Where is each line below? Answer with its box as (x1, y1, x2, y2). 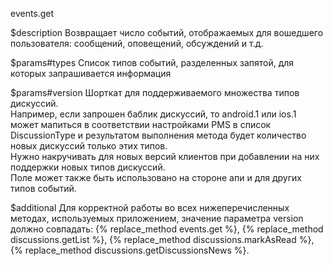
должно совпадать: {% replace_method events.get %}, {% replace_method (10, 223, 324, 235)
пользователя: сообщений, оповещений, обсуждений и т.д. (10, 38, 264, 49)
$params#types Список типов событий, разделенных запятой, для (10, 57, 295, 68)
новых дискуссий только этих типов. (10, 140, 168, 152)
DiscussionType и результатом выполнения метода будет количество (10, 129, 307, 141)
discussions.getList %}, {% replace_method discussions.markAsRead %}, (10, 234, 315, 245)
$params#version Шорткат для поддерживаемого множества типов (10, 87, 300, 98)
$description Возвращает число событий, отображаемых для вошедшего (10, 27, 324, 38)
